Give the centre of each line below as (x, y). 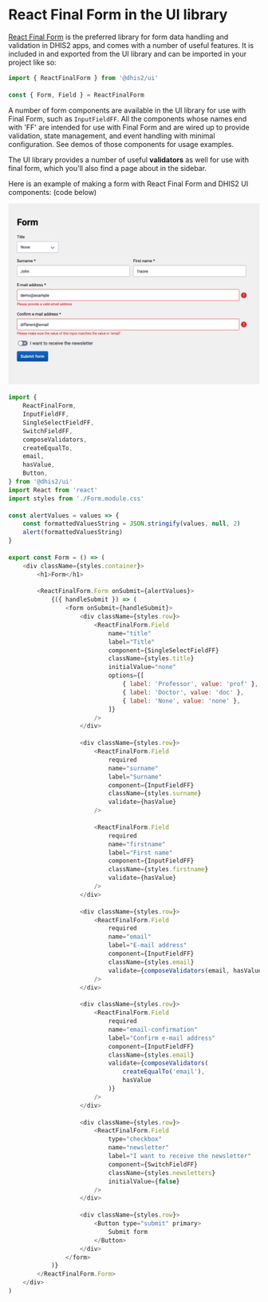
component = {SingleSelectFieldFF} (164, 650)
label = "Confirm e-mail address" (162, 1038)
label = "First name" (140, 853)
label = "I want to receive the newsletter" (179, 1157)
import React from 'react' (53, 490)
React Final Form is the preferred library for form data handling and (118, 37)
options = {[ (126, 676)
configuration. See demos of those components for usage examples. (121, 144)
